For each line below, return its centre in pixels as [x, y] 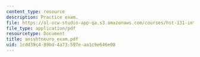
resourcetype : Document [36, 34]
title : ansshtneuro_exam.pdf [42, 39]
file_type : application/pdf [41, 28]
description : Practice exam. [42, 17]
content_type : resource [36, 12]
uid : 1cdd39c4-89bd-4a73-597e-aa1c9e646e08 [61, 45]
